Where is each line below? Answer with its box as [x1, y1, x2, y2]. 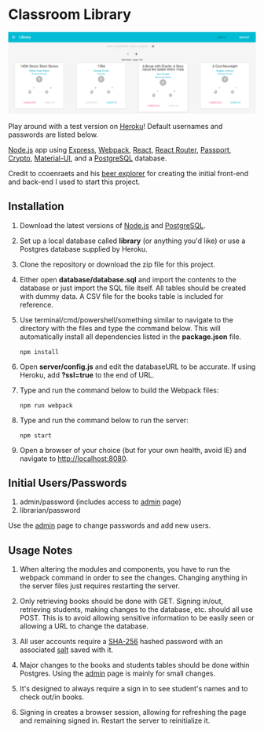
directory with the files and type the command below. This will [19, 323, 222, 333]
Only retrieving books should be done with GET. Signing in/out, [19, 596, 224, 606]
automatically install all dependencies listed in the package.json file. [19, 332, 242, 341]
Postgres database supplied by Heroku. [19, 244, 148, 253]
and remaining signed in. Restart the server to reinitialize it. [19, 716, 211, 725]
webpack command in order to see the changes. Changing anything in [19, 573, 247, 583]
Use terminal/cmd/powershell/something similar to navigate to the [19, 315, 233, 324]
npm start [19, 431, 53, 440]
